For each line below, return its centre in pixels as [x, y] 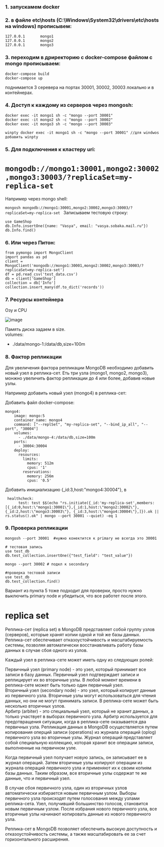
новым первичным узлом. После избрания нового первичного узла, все [81, 809]
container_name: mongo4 [38, 420]
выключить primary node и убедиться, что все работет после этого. [76, 596]
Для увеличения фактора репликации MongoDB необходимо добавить [79, 367]
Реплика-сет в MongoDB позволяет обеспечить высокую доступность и [81, 829]
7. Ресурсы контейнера [34, 299]
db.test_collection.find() [33, 581]
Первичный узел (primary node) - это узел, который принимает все [76, 669]
